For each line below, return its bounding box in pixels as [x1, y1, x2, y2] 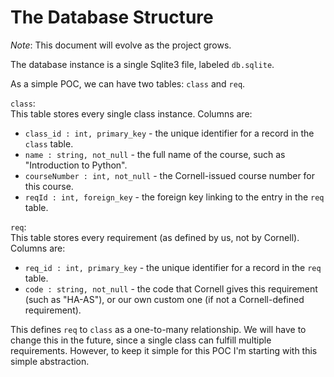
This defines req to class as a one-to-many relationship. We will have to [10, 323, 307, 335]
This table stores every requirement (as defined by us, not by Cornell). [10, 231, 300, 243]
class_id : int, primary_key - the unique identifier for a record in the [24, 127, 315, 139]
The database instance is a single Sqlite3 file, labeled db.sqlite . [10, 58, 275, 70]
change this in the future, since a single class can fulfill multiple [10, 334, 272, 346]
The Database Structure [10, 6, 214, 29]
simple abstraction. [10, 355, 90, 367]
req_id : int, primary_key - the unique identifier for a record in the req [24, 261, 322, 273]
